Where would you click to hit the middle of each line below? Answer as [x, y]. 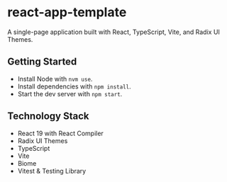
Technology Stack [48, 116]
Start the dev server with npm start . [70, 93]
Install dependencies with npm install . [74, 86]
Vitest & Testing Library [52, 171]
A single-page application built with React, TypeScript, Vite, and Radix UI [113, 32]
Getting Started [42, 62]
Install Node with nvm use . [55, 79]
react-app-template [67, 12]
